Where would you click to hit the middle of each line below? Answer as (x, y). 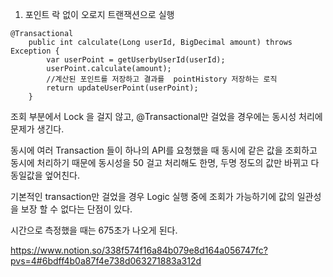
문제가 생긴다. (37, 129)
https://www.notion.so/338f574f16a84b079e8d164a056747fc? (139, 250)
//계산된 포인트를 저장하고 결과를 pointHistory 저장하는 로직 (162, 79)
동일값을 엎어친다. (45, 175)
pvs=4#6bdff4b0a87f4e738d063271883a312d (106, 261)
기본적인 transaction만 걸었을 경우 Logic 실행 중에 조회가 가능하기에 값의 (152, 196)
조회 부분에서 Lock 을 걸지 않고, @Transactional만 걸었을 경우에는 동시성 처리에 (166, 116)
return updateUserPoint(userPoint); (122, 88)
